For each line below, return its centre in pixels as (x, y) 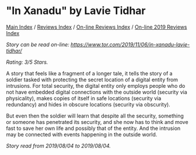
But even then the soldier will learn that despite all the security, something (95, 116)
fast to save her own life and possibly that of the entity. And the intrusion (93, 128)
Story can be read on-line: (38, 44)
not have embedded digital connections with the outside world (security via (97, 92)
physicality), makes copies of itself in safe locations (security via (84, 98)
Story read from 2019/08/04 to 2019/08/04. (58, 146)
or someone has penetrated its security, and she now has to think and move (97, 122)
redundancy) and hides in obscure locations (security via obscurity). (88, 104)
